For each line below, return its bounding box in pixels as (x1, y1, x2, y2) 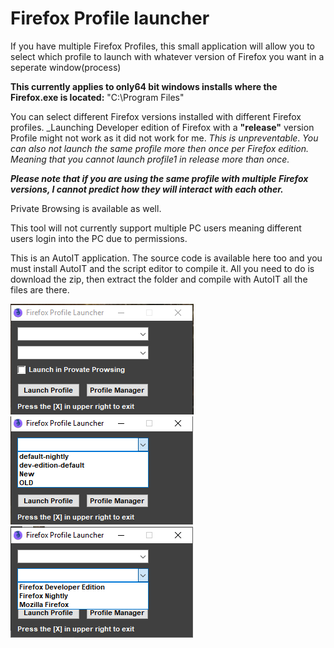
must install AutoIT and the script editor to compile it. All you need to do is (10, 262, 315, 274)
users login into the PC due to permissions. (10, 232, 188, 244)
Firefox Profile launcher (10, 7, 210, 30)
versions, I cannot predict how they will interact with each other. (10, 183, 284, 195)
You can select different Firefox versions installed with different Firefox (10, 110, 302, 122)
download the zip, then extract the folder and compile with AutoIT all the (10, 273, 308, 285)
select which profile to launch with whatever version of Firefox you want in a (10, 50, 325, 62)
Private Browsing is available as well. (10, 202, 162, 214)
